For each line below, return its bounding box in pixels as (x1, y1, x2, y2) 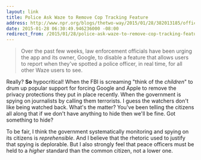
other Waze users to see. (20, 67, 83, 74)
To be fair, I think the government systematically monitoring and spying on (6, 128, 189, 135)
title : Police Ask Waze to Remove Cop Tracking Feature (6, 14, 148, 20)
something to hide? (6, 116, 54, 123)
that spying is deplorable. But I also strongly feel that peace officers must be (6, 141, 194, 148)
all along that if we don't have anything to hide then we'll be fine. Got (6, 110, 176, 117)
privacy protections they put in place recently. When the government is (6, 91, 181, 98)
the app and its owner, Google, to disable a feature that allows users (20, 54, 189, 61)
